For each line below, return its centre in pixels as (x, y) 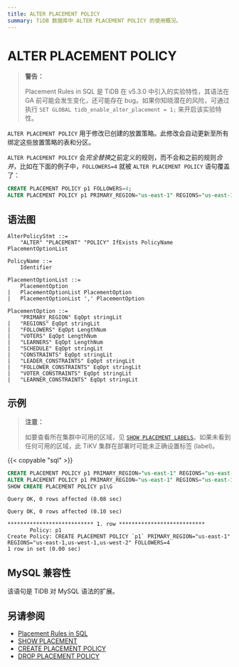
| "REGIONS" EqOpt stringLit (54, 324)
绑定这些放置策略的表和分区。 (51, 143)
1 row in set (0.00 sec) (44, 549)
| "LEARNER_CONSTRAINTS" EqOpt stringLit (73, 380)
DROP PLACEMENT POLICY (58, 656)
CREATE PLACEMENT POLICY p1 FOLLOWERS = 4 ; (70, 189)
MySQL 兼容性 (39, 573)
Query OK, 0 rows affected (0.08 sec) (65, 500)
